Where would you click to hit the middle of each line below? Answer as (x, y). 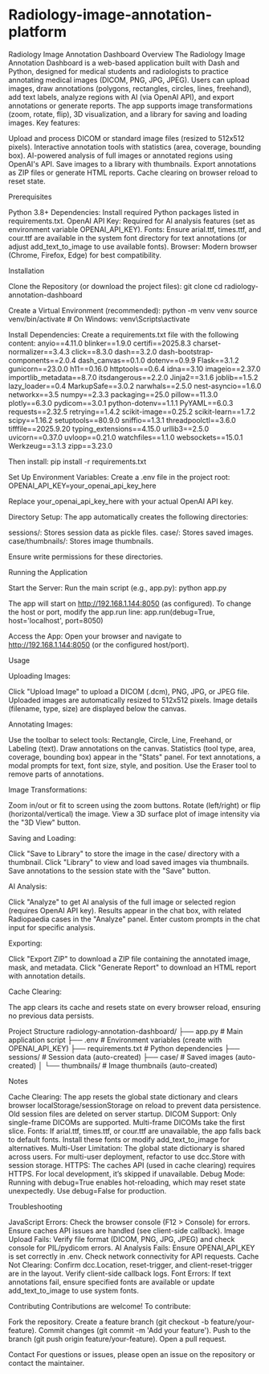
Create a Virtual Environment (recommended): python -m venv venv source (133, 310)
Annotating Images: (41, 724)
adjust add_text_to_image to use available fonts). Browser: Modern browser (133, 246)
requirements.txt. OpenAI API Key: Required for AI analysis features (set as (132, 221)
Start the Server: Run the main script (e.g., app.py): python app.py (118, 588)
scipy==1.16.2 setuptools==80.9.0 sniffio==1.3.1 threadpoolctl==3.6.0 (122, 420)
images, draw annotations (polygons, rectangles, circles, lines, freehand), (130, 88)
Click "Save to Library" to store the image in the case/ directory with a (124, 853)
